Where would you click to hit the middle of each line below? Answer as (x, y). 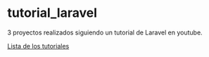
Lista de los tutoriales (38, 46)
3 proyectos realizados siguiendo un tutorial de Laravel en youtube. (105, 32)
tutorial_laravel (52, 13)
